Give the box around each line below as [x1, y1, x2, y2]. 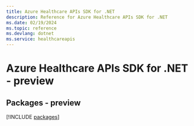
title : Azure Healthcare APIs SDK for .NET [6, 8, 115, 15]
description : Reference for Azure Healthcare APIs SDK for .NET [6, 14, 168, 20]
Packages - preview [6, 98, 81, 108]
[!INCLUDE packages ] [6, 114, 60, 120]
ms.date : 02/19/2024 [6, 20, 57, 25]
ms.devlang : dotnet [6, 31, 54, 37]
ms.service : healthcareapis [6, 36, 76, 42]
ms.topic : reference [6, 25, 57, 31]
